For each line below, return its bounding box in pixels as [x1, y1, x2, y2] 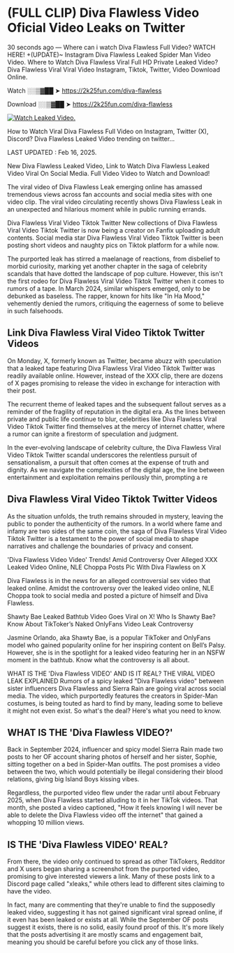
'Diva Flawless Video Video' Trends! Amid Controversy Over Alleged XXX [7, 555, 218, 563]
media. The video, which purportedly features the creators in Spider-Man [7, 692, 218, 700]
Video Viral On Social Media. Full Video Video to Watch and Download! [7, 169, 210, 177]
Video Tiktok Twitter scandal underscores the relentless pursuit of [7, 451, 198, 459]
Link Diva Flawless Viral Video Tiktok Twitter [7, 327, 205, 339]
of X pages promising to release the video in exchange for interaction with [7, 378, 221, 387]
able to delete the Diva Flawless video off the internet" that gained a [7, 811, 203, 819]
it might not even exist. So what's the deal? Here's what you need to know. [7, 706, 221, 715]
